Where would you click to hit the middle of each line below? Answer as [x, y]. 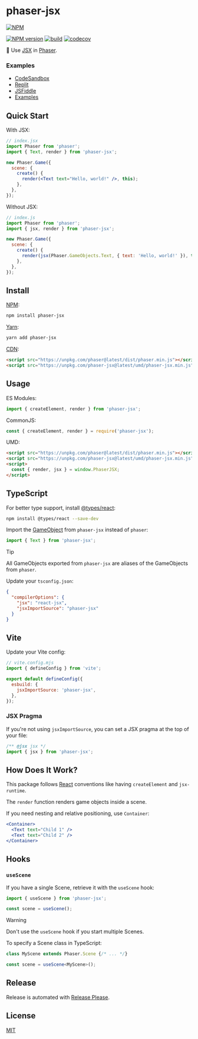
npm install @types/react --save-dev [52, 518]
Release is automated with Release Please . [58, 997]
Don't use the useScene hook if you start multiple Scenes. [75, 931]
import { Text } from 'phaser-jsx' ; [51, 541]
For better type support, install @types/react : [61, 508]
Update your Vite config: [36, 652]
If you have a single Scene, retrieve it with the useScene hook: [80, 887]
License [21, 1016]
